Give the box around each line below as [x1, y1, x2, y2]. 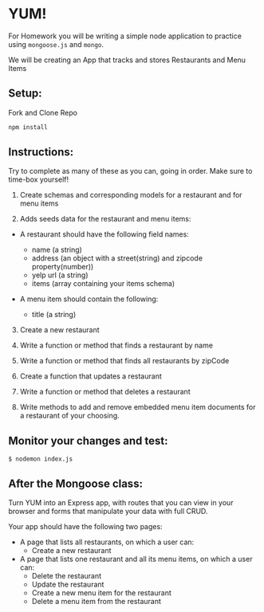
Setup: [8, 87, 42, 100]
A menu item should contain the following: [19, 294, 159, 304]
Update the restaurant [31, 579, 104, 590]
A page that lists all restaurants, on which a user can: [19, 537, 195, 547]
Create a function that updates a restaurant [19, 371, 162, 381]
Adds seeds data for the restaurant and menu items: [19, 214, 191, 224]
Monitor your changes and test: [8, 433, 168, 447]
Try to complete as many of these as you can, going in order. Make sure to [8, 167, 253, 176]
